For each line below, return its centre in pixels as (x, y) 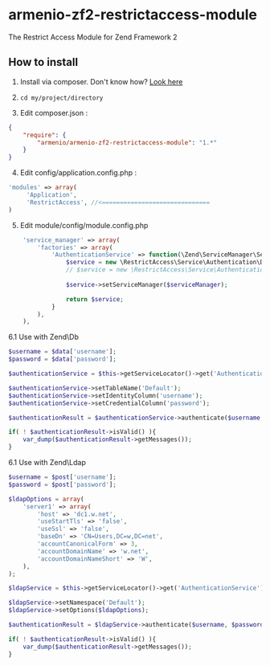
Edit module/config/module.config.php (84, 225)
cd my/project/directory (61, 98)
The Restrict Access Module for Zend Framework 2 (93, 37)
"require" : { (45, 135)
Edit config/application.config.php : (78, 173)
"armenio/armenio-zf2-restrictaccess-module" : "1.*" (127, 142)
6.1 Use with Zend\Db (43, 337)
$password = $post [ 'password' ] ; (62, 484)
